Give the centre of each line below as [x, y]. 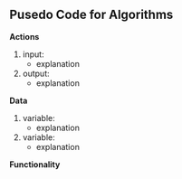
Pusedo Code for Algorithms [91, 15]
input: [33, 54]
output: [36, 73]
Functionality [35, 164]
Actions [24, 36]
